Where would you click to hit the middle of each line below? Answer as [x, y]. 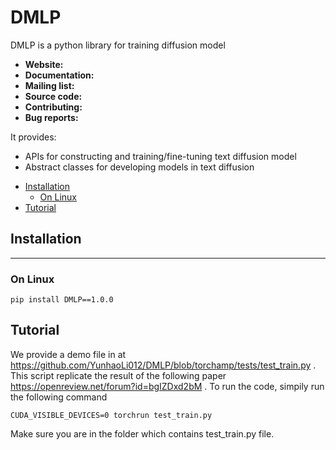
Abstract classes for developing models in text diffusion [139, 167]
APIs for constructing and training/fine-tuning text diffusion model [160, 156]
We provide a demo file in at [68, 354]
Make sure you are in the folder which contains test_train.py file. [142, 433]
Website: [44, 64]
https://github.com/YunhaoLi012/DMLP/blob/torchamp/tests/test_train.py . [163, 365]
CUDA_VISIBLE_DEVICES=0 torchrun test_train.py [111, 415]
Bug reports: [51, 117]
